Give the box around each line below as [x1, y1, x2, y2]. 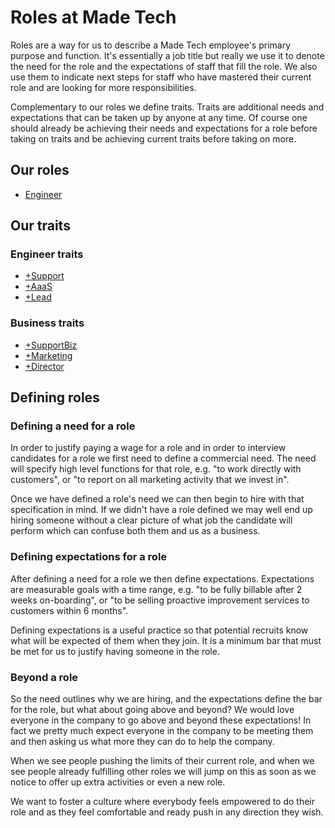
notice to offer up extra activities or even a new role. [10, 776, 226, 788]
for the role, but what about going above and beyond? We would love [10, 704, 295, 716]
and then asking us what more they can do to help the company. [10, 736, 275, 748]
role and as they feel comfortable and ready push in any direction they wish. [10, 806, 324, 818]
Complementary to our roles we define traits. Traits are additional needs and [10, 101, 325, 113]
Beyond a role [10, 670, 79, 684]
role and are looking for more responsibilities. [10, 81, 197, 93]
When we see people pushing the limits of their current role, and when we [10, 755, 315, 767]
